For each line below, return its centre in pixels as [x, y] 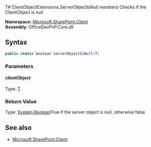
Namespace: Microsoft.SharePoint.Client [47, 22]
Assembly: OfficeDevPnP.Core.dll [39, 27]
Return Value [21, 101]
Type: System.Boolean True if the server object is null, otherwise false [75, 112]
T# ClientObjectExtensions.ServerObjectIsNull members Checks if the [76, 7]
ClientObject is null [24, 12]
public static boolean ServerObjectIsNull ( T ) [52, 53]
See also [18, 128]
